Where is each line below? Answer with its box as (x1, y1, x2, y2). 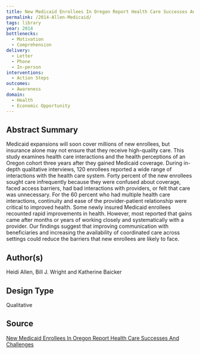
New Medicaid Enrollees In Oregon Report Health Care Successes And (6, 334, 180, 342)
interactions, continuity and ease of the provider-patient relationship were (6, 198, 187, 205)
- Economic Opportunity (11, 102, 70, 109)
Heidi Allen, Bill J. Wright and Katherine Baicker (6, 268, 122, 275)
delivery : (6, 48, 31, 54)
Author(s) (6, 252, 43, 262)
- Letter (11, 53, 33, 59)
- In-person (11, 64, 42, 70)
